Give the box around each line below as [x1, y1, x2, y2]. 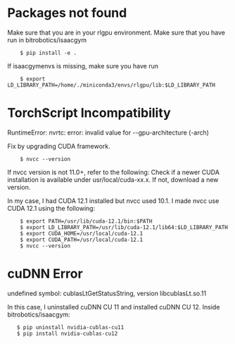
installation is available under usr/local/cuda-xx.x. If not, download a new [7, 175, 219, 184]
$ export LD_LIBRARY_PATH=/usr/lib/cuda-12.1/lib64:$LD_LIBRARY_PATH [20, 223, 229, 231]
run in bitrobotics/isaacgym [7, 35, 87, 44]
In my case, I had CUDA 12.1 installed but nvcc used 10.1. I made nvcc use [7, 196, 220, 205]
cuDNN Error [7, 266, 83, 282]
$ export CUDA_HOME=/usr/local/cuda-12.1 [20, 230, 143, 237]
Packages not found [7, 5, 127, 21]
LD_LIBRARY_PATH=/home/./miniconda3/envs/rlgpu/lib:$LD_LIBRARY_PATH [7, 81, 216, 89]
